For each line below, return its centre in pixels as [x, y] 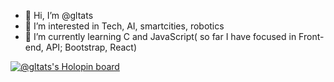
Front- [311, 36]
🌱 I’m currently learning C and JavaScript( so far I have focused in [160, 36]
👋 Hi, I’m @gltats [59, 15]
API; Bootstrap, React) [91, 47]
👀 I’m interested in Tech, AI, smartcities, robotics [124, 26]
